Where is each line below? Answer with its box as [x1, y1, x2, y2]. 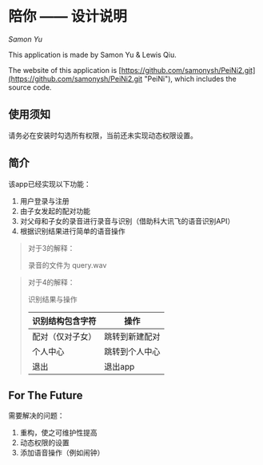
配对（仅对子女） [31, 330, 97, 342]
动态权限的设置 [19, 438, 70, 447]
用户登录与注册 [19, 196, 70, 205]
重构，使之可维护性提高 [19, 428, 98, 438]
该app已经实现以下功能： [8, 179, 92, 188]
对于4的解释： [27, 277, 75, 287]
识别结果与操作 [27, 294, 78, 304]
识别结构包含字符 [31, 315, 97, 326]
